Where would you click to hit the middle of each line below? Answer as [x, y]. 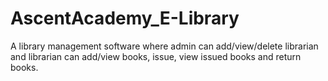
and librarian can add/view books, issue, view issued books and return [156, 56]
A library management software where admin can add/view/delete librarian [164, 46]
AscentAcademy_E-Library [125, 18]
